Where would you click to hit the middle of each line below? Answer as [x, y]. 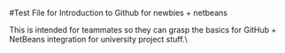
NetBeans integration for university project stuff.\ [98, 39]
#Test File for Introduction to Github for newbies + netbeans [119, 13]
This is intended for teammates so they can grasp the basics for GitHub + [143, 30]
